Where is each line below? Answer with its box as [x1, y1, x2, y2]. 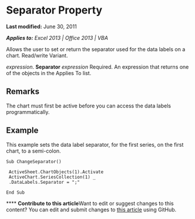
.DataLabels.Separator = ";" [8, 179, 80, 185]
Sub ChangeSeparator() [6, 159, 62, 164]
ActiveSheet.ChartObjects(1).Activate [8, 169, 104, 175]
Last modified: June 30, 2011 [6, 23, 78, 30]
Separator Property [6, 4, 103, 17]
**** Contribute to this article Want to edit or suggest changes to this [6, 200, 174, 207]
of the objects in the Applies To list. [6, 69, 92, 76]
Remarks [6, 86, 40, 97]
